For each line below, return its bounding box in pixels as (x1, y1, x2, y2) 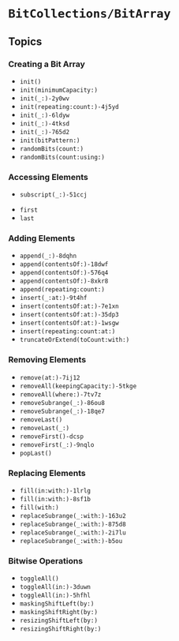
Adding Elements (8, 233, 76, 244)
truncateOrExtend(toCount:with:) (19, 336, 130, 344)
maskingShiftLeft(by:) (19, 600, 95, 608)
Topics (8, 35, 43, 48)
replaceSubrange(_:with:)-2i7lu (19, 529, 126, 537)
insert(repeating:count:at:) (19, 328, 116, 335)
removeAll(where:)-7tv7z (19, 390, 102, 399)
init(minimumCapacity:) (19, 86, 99, 94)
